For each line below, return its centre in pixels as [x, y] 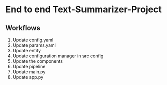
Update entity [27, 51]
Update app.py [28, 77]
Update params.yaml [34, 45]
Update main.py [29, 72]
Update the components [37, 61]
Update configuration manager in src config [58, 56]
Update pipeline [29, 67]
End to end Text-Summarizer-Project [83, 9]
